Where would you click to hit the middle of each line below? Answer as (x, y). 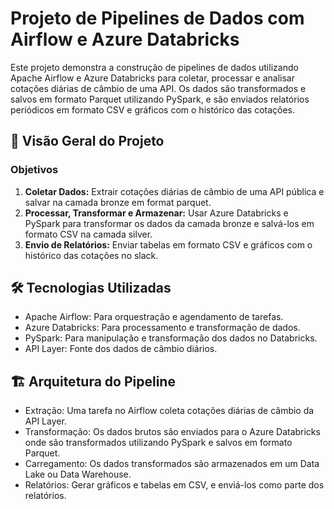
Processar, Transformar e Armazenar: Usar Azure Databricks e (156, 213)
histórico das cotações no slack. (91, 255)
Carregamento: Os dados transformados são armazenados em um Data (172, 464)
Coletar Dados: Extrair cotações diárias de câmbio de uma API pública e (174, 191)
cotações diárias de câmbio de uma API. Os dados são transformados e (158, 88)
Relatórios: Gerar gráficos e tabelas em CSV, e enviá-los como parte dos (174, 485)
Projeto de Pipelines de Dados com (157, 18)
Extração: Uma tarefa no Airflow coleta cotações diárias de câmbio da (169, 411)
